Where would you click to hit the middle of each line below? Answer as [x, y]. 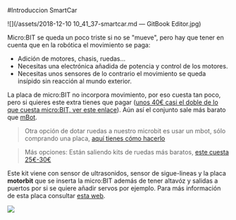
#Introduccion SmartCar [42, 10]
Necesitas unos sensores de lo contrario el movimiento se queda [112, 74]
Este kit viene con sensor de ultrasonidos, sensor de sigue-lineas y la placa [117, 173]
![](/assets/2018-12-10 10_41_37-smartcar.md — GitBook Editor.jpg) [104, 24]
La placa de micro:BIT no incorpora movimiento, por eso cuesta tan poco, [114, 95]
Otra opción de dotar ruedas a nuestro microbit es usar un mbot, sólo [125, 131]
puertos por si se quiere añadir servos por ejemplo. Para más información [114, 188]
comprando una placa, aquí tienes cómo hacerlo [95, 138]
